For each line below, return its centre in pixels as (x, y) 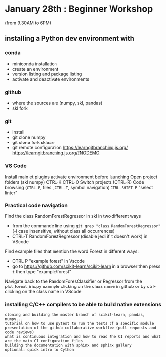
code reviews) (20, 332)
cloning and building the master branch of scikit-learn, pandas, (75, 315)
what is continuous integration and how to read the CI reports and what (83, 337)
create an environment (35, 69)
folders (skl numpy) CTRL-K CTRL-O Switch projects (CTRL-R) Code (75, 182)
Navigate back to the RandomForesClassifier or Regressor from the (74, 281)
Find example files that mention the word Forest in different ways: (72, 251)
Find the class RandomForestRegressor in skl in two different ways (73, 216)
